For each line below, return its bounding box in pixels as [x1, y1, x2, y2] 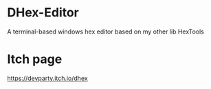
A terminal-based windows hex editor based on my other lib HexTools [7, 27, 204, 36]
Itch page [7, 51, 63, 67]
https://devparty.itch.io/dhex [7, 74, 88, 82]
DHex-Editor [7, 5, 79, 21]
